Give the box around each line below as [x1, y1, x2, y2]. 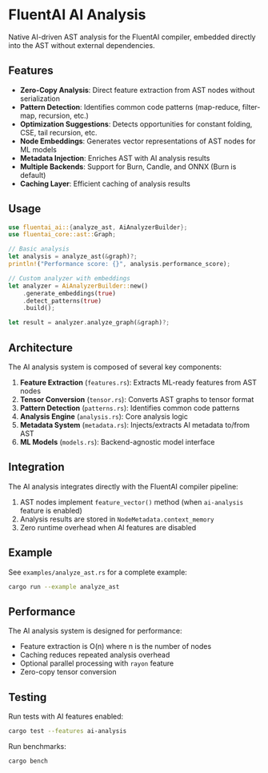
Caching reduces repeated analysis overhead [19, 650, 170, 660]
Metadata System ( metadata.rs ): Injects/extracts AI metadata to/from [19, 421, 250, 429]
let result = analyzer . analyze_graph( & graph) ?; [8, 319, 170, 327]
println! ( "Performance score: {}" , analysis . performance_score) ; [8, 260, 230, 268]
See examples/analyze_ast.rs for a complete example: [8, 567, 188, 577]
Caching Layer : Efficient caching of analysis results [19, 179, 190, 188]
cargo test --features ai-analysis [8, 727, 127, 735]
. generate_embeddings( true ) [22, 289, 116, 297]
